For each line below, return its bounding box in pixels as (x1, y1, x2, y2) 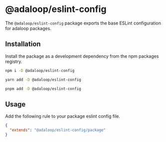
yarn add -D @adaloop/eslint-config (5, 77, 81, 82)
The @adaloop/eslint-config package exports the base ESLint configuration (5, 20, 161, 26)
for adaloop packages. (5, 25, 51, 31)
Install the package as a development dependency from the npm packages (5, 53, 159, 59)
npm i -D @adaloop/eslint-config (5, 68, 75, 73)
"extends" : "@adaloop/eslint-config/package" (9, 127, 106, 133)
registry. (5, 58, 22, 64)
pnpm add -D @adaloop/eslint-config (5, 86, 81, 91)
